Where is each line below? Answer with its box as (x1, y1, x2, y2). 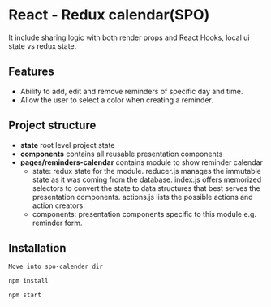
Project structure (8, 119, 97, 132)
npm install (8, 277, 49, 285)
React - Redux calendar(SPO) (8, 6, 210, 24)
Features (8, 65, 54, 79)
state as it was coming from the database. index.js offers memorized (32, 175, 262, 184)
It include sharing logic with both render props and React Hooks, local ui (8, 32, 250, 42)
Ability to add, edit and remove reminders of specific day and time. (19, 86, 243, 96)
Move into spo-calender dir (8, 262, 104, 271)
